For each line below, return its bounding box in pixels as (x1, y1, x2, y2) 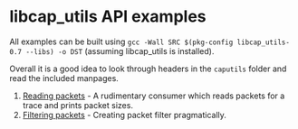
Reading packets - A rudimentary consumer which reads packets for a (22, 90, 285, 101)
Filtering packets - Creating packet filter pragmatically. (22, 109, 226, 120)
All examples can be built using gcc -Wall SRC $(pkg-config (9, 36, 234, 47)
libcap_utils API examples (9, 6, 207, 27)
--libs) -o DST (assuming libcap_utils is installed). (25, 45, 215, 56)
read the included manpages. (9, 72, 120, 83)
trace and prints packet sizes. (22, 99, 134, 110)
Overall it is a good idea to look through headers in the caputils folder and (9, 63, 287, 74)
